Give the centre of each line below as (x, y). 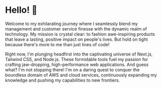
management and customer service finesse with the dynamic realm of (76, 29)
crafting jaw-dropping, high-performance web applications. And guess (77, 64)
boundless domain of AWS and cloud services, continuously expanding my (81, 75)
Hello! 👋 (21, 10)
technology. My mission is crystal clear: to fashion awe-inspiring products (80, 34)
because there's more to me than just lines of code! (57, 44)
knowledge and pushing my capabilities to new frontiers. (63, 80)
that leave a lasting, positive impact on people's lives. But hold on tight (77, 39)
